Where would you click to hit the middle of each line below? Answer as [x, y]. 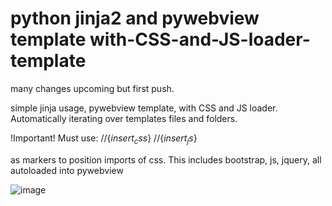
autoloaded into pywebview [67, 170]
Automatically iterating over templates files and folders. [124, 118]
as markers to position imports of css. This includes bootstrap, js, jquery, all [166, 159]
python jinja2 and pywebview [135, 18]
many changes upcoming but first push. [92, 88]
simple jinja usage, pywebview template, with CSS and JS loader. [144, 108]
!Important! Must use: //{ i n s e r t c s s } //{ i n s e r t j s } [104, 139]
